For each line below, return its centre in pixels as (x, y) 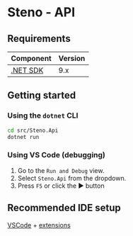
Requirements (39, 39)
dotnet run (23, 137)
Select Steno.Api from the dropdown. (72, 178)
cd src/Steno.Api (33, 130)
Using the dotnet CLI (43, 116)
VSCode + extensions (39, 225)
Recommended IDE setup (64, 208)
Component (31, 58)
